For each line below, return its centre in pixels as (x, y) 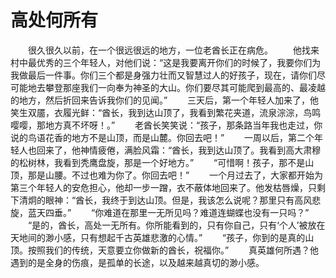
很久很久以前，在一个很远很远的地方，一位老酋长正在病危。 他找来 (173, 50)
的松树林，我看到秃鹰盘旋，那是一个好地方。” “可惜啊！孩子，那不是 (158, 162)
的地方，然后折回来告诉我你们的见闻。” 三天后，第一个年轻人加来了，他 (165, 100)
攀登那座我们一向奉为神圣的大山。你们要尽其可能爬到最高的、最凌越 (185, 87)
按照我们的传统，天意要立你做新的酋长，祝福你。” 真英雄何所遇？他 (173, 250)
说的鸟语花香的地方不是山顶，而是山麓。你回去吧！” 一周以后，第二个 (162, 137)
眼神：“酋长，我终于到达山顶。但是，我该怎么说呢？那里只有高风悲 (183, 200)
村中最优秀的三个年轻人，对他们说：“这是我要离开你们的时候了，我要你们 (161, 62)
